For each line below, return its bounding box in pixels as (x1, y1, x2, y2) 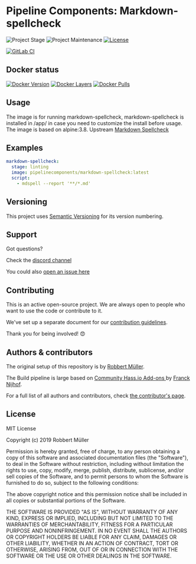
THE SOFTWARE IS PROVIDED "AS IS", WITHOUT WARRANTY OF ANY (6, 508, 178, 515)
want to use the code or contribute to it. (6, 307, 103, 314)
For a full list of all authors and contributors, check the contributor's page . (6, 392, 186, 399)
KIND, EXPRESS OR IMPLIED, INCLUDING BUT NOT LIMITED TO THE (6, 514, 174, 521)
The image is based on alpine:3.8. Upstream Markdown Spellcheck (6, 126, 169, 133)
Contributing (6, 285, 54, 295)
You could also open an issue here (6, 268, 90, 275)
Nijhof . (6, 381, 22, 387)
